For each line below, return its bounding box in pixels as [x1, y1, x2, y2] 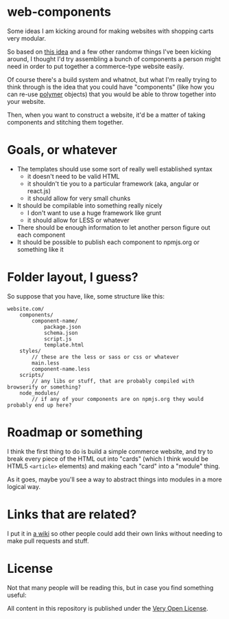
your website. [7, 97, 46, 105]
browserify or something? [7, 383, 81, 391]
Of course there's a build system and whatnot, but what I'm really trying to [7, 75, 217, 83]
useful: [7, 591, 27, 599]
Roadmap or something [7, 424, 143, 440]
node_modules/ [19, 389, 60, 396]
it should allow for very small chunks [27, 194, 131, 202]
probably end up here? [7, 402, 72, 409]
